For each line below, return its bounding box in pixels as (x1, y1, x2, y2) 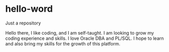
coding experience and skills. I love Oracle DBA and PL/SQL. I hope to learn (5, 35, 164, 41)
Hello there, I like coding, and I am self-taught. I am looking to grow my (5, 30, 154, 36)
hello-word (5, 3, 53, 15)
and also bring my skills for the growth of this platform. (5, 40, 120, 46)
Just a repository (5, 20, 41, 26)
